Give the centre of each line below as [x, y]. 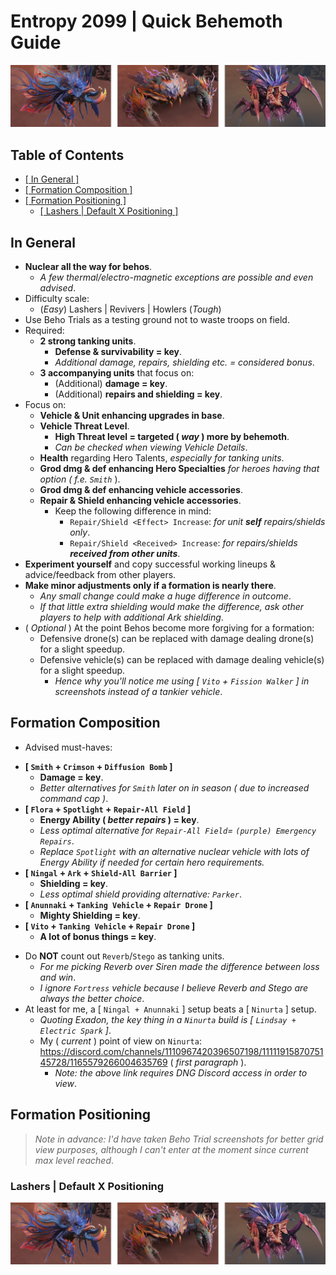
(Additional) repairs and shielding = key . [138, 394]
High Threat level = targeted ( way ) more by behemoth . [172, 436]
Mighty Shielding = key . [90, 915]
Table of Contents [67, 155]
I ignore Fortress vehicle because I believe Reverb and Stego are [174, 987]
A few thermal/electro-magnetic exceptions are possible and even [176, 277]
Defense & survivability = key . [118, 351]
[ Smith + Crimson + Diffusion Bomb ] [98, 766]
